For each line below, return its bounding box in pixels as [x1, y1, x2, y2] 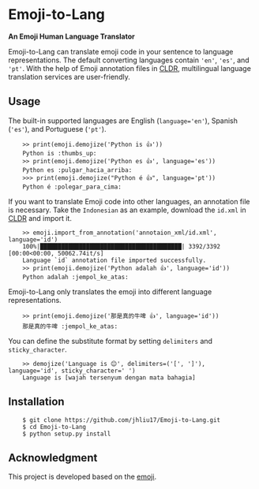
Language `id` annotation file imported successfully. [22, 256, 207, 264]
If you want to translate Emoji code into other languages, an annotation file [8, 196, 250, 206]
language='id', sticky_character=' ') [8, 367, 136, 375]
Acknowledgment [8, 451, 98, 465]
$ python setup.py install [22, 430, 111, 438]
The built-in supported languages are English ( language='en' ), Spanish [8, 116, 238, 125]
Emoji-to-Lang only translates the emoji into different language [8, 286, 212, 297]
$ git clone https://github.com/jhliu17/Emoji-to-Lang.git [22, 416, 221, 424]
